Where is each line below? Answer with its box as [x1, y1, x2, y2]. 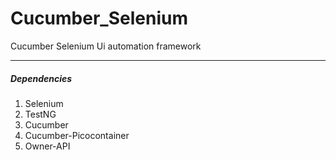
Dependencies [10, 72, 73, 84]
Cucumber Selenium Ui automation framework [10, 40, 202, 52]
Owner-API [24, 140, 71, 152]
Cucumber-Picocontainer [24, 129, 130, 141]
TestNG [24, 108, 57, 120]
